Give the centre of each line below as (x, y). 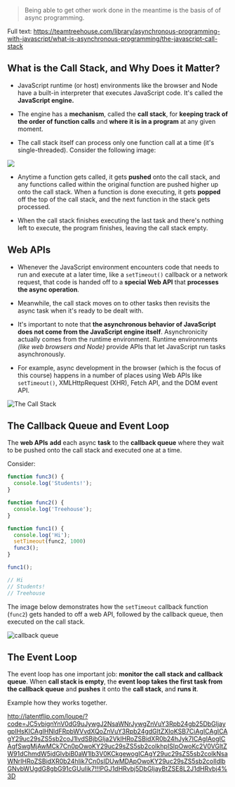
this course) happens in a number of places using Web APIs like (109, 375)
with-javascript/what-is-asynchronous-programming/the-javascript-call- (113, 39)
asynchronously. (41, 354)
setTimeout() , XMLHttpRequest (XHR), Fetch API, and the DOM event (117, 382)
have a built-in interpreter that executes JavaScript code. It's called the (120, 93)
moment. (30, 129)
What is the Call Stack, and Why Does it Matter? (114, 69)
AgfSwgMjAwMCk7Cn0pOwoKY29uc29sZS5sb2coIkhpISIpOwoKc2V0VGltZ (117, 746)
